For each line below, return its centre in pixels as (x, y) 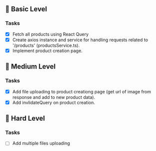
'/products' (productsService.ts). (46, 45)
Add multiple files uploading (41, 143)
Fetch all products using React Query (50, 34)
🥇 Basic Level (26, 9)
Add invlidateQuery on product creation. (54, 102)
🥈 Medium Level (30, 67)
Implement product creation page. (47, 51)
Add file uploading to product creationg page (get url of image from (81, 91)
